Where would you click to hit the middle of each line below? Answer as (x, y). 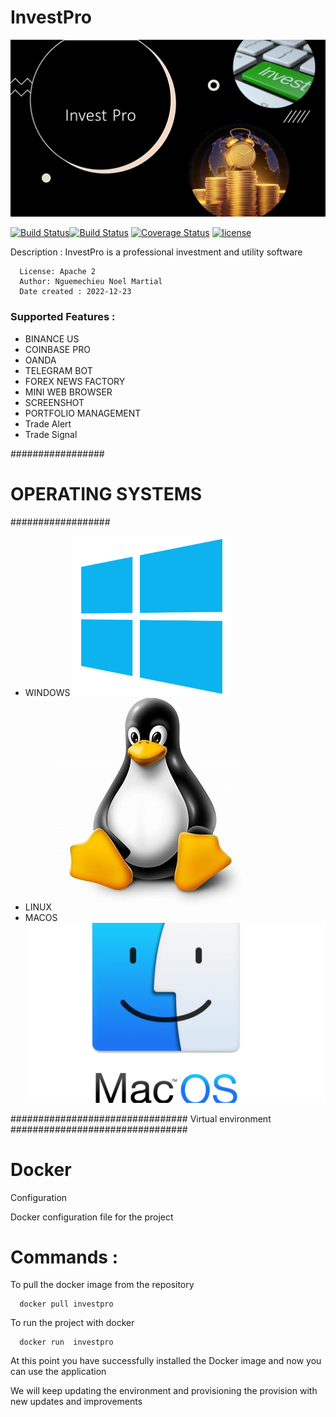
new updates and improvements (76, 1402)
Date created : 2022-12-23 (75, 292)
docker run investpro (66, 1342)
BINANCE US (52, 338)
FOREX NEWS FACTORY (75, 381)
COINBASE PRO (57, 349)
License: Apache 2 (58, 272)
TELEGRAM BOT (58, 370)
